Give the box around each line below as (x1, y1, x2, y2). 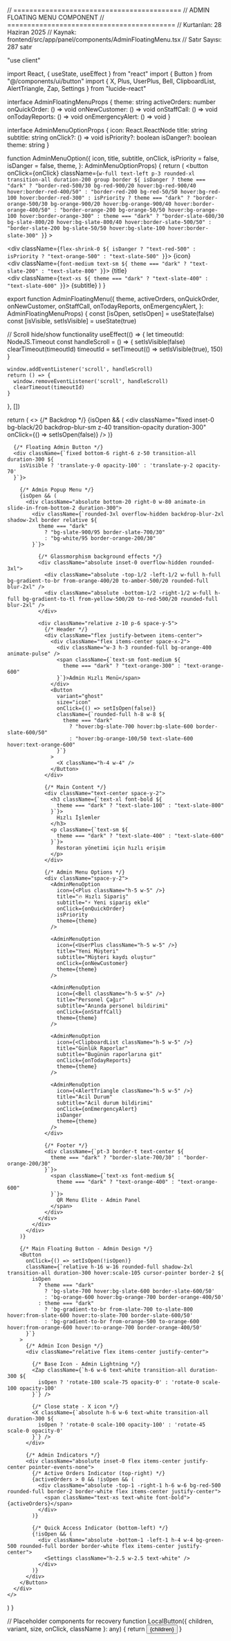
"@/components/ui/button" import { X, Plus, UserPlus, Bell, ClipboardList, (7, 77, 216, 85)
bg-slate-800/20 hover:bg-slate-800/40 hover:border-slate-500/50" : (7, 219, 212, 226)
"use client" (7, 56, 41, 65)
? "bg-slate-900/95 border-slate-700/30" (44, 529, 166, 536)
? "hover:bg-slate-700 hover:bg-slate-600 (68, 723, 194, 730)
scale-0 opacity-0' (7, 1427, 64, 1434)
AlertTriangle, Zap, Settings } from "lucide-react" (7, 85, 147, 92)
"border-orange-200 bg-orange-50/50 (59, 207, 166, 214)
